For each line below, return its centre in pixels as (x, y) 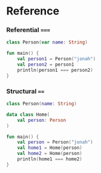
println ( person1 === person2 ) (55, 70)
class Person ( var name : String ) (47, 42)
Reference (33, 11)
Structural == (25, 91)
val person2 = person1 (46, 64)
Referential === (28, 30)
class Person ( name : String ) (42, 104)
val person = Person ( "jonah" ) (55, 142)
